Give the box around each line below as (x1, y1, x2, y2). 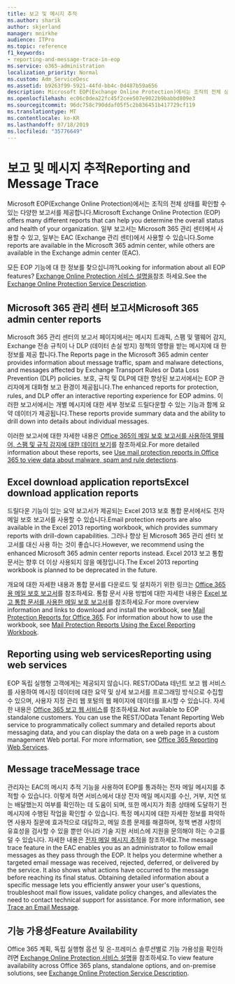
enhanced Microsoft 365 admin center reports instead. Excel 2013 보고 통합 (7, 549, 224, 557)
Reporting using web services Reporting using (7, 649, 212, 660)
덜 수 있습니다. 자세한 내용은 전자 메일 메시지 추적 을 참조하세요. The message (7, 835, 218, 844)
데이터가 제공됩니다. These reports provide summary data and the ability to (14, 409, 226, 418)
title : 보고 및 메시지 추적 (7, 10, 78, 18)
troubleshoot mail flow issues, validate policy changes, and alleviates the (7, 888, 217, 896)
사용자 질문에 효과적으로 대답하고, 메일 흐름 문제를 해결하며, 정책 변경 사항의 (14, 818, 222, 826)
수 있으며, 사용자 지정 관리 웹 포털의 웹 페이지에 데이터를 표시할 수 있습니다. (7, 696, 212, 705)
